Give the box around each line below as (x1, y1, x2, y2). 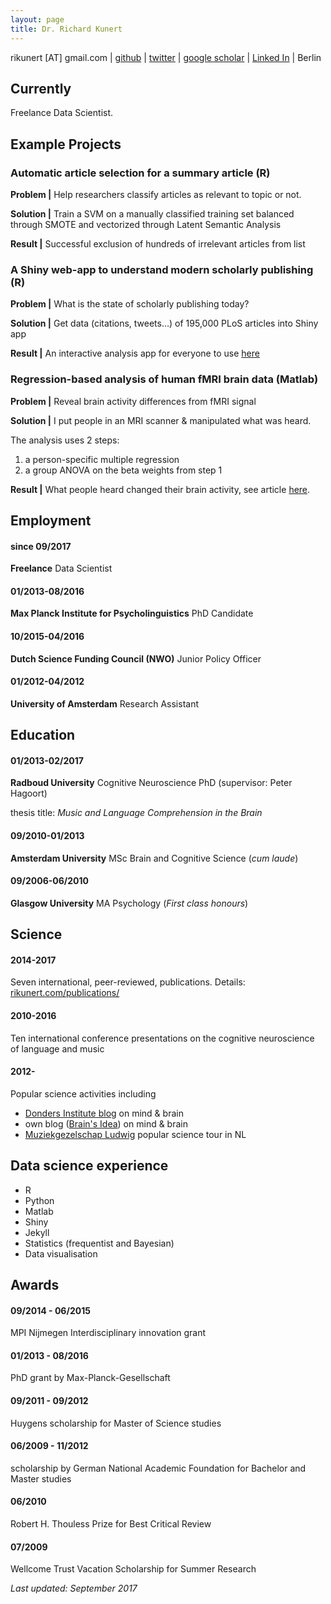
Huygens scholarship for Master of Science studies (10, 1417, 222, 1429)
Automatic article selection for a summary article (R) (10, 166, 271, 180)
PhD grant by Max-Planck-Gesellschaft (10, 1372, 171, 1384)
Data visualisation (24, 1247, 98, 1260)
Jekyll (24, 1226, 50, 1238)
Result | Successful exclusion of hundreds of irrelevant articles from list (10, 238, 306, 250)
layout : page (10, 14, 65, 25)
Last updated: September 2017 (10, 1582, 138, 1595)
